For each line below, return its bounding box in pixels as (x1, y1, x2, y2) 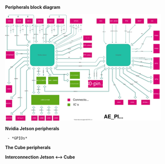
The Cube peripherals (5, 144, 51, 150)
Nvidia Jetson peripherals (5, 125, 59, 131)
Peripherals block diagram (5, 4, 61, 10)
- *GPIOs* (7, 136, 28, 141)
